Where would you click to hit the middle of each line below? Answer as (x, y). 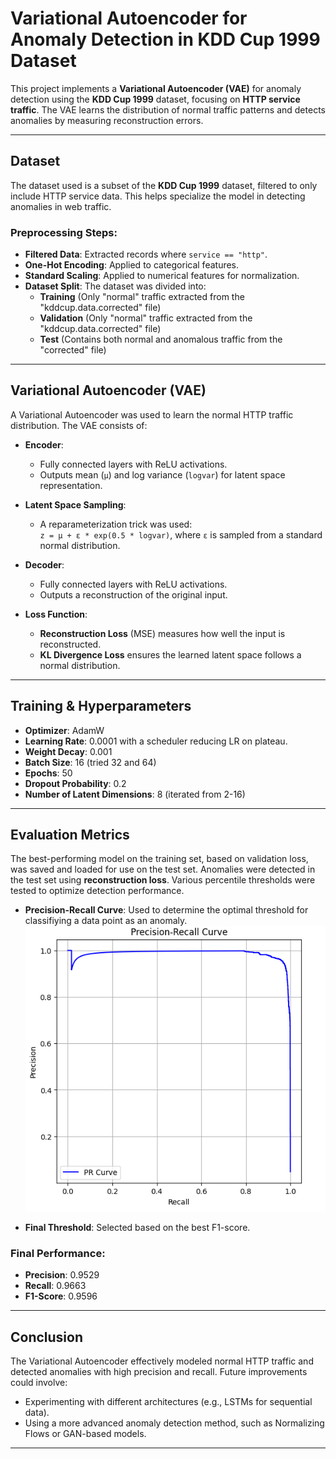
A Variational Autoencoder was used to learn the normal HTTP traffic (152, 414)
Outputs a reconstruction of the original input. (133, 594)
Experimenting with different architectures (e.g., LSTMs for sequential (168, 1402)
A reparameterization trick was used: (116, 524)
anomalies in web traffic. (61, 206)
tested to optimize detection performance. (97, 891)
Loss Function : (56, 614)
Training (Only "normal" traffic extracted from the (142, 297)
